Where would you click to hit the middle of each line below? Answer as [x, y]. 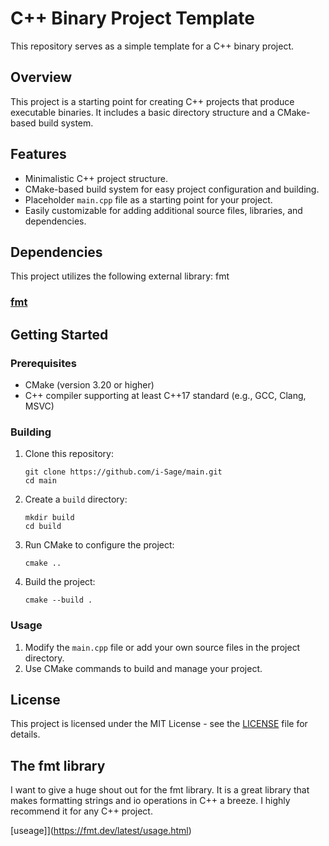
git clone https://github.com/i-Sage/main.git [123, 472]
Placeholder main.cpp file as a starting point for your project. [148, 199]
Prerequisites [43, 363]
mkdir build [49, 518]
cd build [43, 527]
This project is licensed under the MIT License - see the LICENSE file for [159, 724]
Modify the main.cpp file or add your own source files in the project [162, 647]
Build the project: [60, 582]
